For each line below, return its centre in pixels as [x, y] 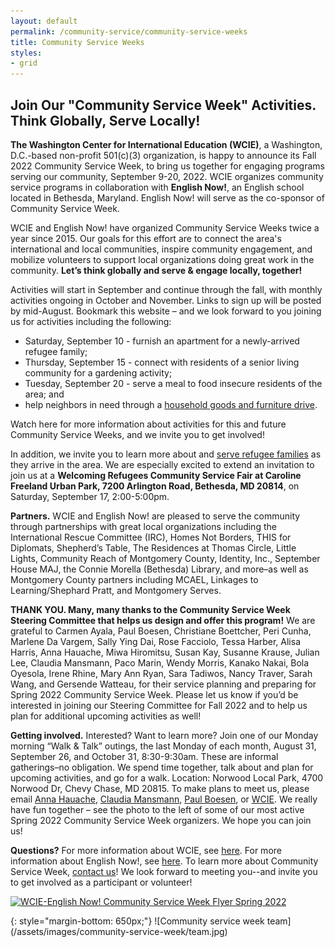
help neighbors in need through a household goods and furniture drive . [171, 404]
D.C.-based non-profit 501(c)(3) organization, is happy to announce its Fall [163, 155]
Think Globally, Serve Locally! [105, 120]
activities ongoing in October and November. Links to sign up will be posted [166, 300]
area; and [44, 394]
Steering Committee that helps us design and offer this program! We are [163, 620]
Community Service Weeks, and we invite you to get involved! [137, 434]
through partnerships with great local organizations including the [143, 526]
